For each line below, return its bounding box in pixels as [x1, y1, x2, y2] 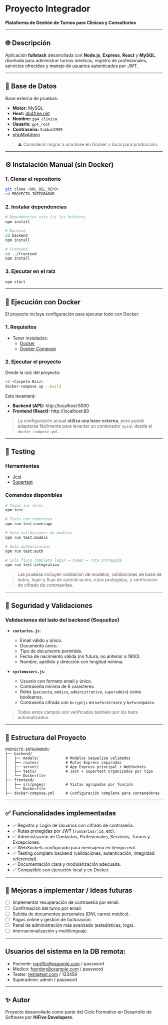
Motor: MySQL [12, 105, 43, 111]
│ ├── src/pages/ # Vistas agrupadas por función [5, 782, 133, 787]
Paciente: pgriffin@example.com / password [12, 960, 104, 966]
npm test [5, 508, 23, 513]
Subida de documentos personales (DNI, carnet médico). [12, 911, 130, 917]
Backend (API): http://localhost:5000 [12, 403, 89, 409]
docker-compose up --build [5, 384, 61, 389]
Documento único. [19, 643, 58, 649]
